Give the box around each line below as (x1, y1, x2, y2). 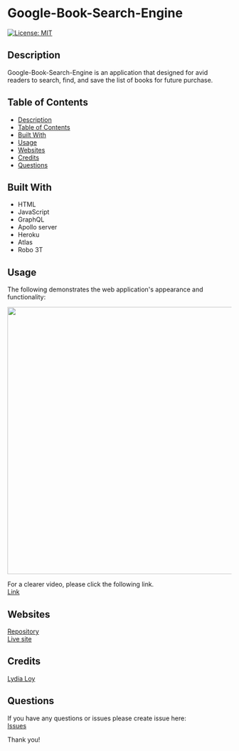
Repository (7, 627, 39, 636)
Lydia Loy (7, 674, 36, 683)
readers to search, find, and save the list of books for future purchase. (7, 76, 213, 84)
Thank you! (7, 735, 41, 744)
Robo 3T (17, 246, 43, 254)
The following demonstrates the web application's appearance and (7, 285, 203, 294)
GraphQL (17, 215, 45, 224)
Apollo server (17, 223, 58, 232)
